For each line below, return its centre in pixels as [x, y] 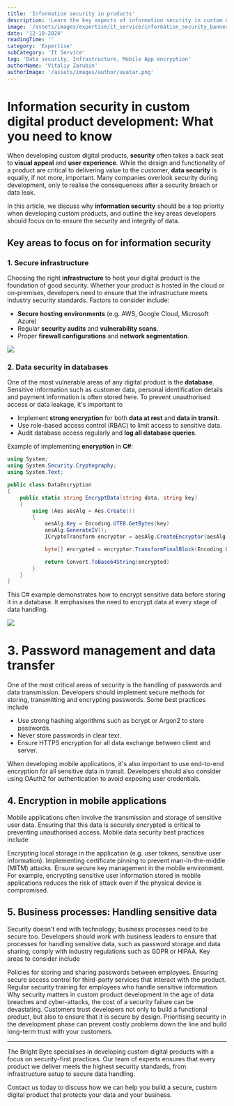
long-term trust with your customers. [60, 1031]
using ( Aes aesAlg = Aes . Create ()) [84, 511]
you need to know [60, 136]
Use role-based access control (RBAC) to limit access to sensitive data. [119, 426]
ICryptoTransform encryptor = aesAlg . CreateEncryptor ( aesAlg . [136, 537]
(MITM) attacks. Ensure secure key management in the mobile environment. [116, 868]
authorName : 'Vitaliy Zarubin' [53, 66]
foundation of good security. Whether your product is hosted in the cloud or [116, 285]
